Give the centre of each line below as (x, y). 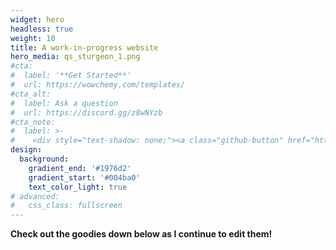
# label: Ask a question (64, 103)
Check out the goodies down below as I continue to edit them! (141, 234)
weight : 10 (33, 38)
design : (26, 150)
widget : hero (37, 19)
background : (44, 159)
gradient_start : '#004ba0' (84, 177)
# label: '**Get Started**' (71, 76)
